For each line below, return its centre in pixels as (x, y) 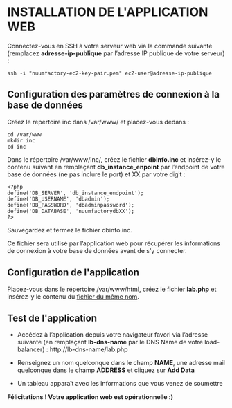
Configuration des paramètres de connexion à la (114, 94)
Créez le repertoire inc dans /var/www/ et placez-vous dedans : (98, 122)
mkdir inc (21, 140)
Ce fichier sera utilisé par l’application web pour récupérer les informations (114, 243)
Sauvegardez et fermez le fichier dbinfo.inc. (70, 230)
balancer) (31, 349)
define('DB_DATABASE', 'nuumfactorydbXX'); (71, 211)
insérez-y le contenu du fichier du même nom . (73, 296)
